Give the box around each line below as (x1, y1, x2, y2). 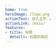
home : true (5, 7, 28, 12)
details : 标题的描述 (9, 35, 49, 40)
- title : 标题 (5, 30, 33, 35)
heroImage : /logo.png (5, 12, 50, 17)
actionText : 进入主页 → (5, 16, 51, 21)
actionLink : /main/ (5, 21, 46, 26)
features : (5, 25, 26, 30)
